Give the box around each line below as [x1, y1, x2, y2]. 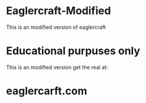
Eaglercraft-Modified [6, 4, 111, 18]
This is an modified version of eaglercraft [6, 24, 106, 31]
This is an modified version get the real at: [6, 64, 108, 71]
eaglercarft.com [6, 84, 87, 98]
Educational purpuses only [6, 44, 140, 58]
